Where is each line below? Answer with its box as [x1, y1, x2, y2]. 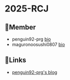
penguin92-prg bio [11, 36, 51, 42]
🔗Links [4, 56, 26, 64]
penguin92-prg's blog [11, 69, 57, 75]
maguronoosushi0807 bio [11, 41, 65, 47]
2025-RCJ [4, 3, 49, 14]
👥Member [4, 23, 36, 31]
